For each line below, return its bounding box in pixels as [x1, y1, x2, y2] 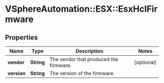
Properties [5, 33, 38, 41]
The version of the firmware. [49, 70, 115, 77]
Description [75, 48, 103, 54]
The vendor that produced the [49, 56, 119, 62]
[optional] [134, 59, 157, 65]
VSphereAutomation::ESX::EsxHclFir [5, 3, 158, 15]
